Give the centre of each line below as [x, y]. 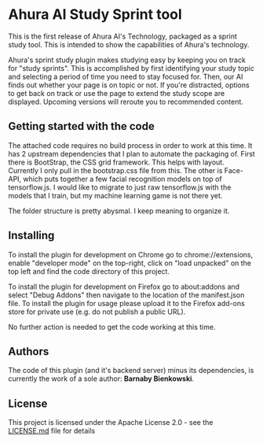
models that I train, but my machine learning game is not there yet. [115, 195]
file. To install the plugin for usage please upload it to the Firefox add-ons [126, 303]
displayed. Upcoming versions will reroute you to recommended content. [126, 102]
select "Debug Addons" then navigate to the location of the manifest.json [126, 295]
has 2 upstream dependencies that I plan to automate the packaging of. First [131, 153]
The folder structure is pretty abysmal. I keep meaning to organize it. [119, 211]
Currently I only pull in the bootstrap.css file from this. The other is [115, 170]
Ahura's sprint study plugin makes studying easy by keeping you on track [127, 60]
